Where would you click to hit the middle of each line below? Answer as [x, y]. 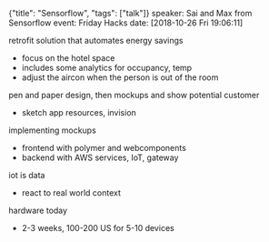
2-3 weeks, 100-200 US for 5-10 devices [98, 228]
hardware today [38, 210]
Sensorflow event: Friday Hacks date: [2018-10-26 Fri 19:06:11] [126, 23]
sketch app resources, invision [79, 112]
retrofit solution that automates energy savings [96, 40]
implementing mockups [52, 130]
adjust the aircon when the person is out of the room [120, 77]
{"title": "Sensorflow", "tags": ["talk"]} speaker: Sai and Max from [130, 13]
